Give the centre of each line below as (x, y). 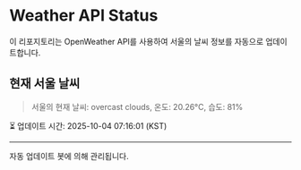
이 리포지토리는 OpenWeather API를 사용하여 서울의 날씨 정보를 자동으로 (137, 41)
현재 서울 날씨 (45, 84)
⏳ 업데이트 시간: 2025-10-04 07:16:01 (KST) (88, 125)
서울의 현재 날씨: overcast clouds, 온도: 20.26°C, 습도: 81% (137, 106)
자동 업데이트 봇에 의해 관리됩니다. (69, 156)
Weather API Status (84, 16)
